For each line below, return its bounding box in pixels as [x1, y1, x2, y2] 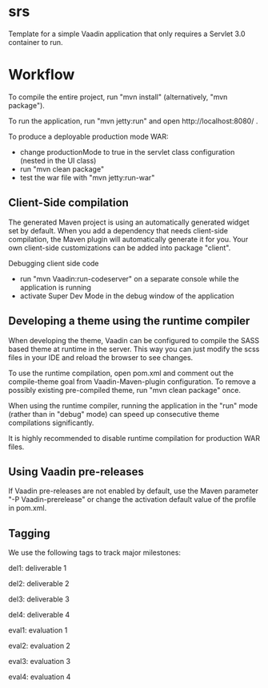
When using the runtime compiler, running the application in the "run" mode [8, 400, 258, 411]
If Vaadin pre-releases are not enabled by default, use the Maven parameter [8, 486, 258, 496]
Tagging [8, 526, 50, 540]
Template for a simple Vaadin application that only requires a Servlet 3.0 [8, 29, 246, 38]
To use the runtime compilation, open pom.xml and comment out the [8, 368, 234, 378]
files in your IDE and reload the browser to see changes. [8, 352, 194, 362]
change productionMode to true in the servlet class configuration [19, 147, 235, 156]
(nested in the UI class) [19, 156, 97, 165]
